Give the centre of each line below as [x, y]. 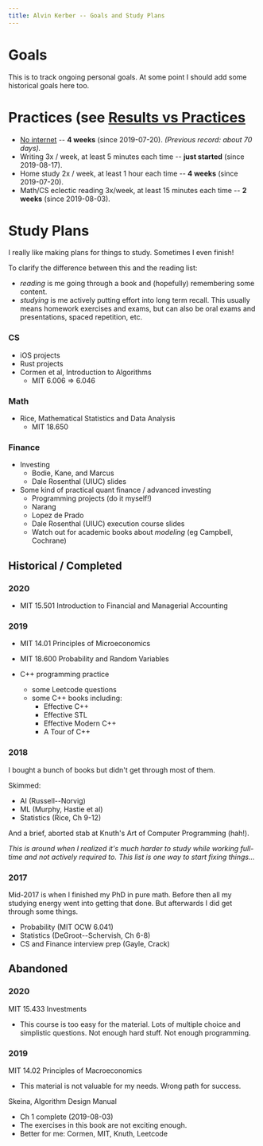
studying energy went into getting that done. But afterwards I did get [120, 903]
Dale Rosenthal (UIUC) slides [79, 482]
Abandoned [38, 969]
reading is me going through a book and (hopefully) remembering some [137, 284]
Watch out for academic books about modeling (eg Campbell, [132, 532]
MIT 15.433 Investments [48, 1009]
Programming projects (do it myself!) [92, 498]
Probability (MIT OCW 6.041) [66, 927]
